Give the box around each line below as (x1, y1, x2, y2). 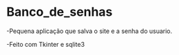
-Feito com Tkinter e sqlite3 (6, 40, 85, 48)
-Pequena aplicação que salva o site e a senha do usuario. (6, 27, 173, 35)
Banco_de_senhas (6, 4, 113, 20)
